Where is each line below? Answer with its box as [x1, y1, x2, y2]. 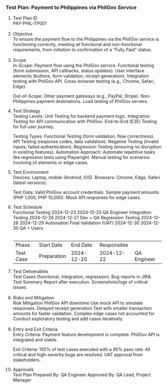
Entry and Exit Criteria [12, 326, 58, 333]
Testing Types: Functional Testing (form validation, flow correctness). [12, 133, 155, 140]
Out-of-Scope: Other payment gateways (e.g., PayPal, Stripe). [12, 93, 140, 99]
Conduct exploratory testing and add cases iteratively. [12, 316, 123, 322]
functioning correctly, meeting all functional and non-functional [12, 42, 142, 48]
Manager [12, 377, 32, 383]
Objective [12, 31, 33, 37]
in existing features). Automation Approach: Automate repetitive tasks [12, 149, 155, 155]
